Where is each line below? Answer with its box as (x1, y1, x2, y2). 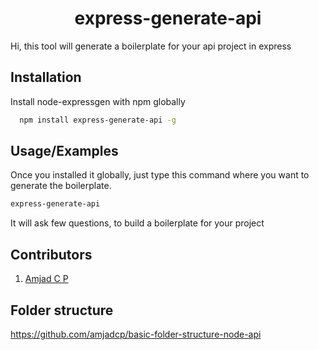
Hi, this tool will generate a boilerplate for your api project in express (10, 40, 292, 52)
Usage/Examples (10, 143, 119, 160)
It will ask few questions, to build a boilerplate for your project (10, 217, 265, 229)
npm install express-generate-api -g (19, 115, 177, 125)
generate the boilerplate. (10, 180, 112, 192)
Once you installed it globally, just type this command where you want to (10, 169, 310, 181)
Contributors (10, 246, 93, 263)
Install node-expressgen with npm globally (10, 95, 186, 107)
